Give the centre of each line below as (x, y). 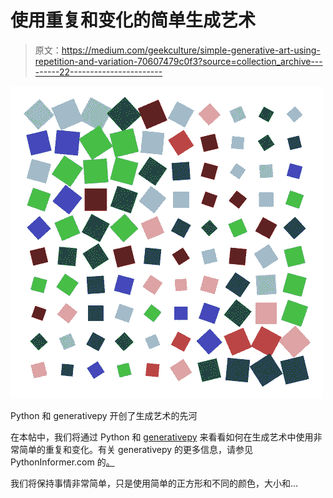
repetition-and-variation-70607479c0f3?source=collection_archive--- (178, 61)
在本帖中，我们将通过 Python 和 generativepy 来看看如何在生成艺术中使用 (162, 437)
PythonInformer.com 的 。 (62, 462)
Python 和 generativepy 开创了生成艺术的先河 (104, 415)
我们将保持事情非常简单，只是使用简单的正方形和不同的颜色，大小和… (154, 483)
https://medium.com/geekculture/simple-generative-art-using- (191, 50)
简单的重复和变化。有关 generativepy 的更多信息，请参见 (136, 449)
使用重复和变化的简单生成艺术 (133, 20)
